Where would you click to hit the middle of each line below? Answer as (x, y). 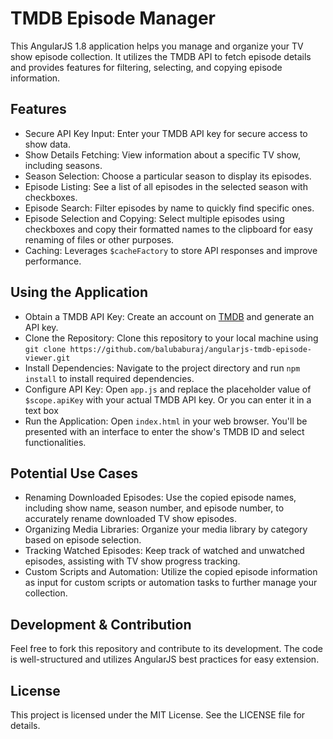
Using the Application (79, 292)
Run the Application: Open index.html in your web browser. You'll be (166, 421)
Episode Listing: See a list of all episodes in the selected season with (166, 186)
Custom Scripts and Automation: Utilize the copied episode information (171, 572)
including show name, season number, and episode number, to (154, 508)
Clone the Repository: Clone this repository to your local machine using (171, 338)
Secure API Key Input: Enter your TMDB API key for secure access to (166, 133)
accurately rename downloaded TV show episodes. (131, 519)
